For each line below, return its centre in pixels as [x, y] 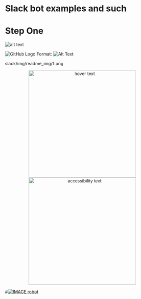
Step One [24, 31]
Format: [44, 54]
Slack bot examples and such [66, 9]
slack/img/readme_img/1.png [34, 64]
